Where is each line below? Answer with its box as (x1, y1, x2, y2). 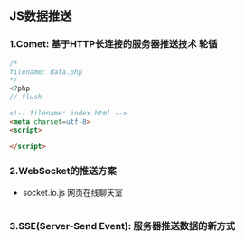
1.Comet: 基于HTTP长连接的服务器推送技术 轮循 (9, 38, 218, 51)
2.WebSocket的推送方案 (9, 165, 118, 178)
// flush (9, 93, 42, 102)
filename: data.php (9, 67, 83, 77)
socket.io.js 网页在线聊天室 (22, 187, 124, 198)
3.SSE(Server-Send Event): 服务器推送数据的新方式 (9, 219, 236, 232)
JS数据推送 (9, 8, 72, 24)
